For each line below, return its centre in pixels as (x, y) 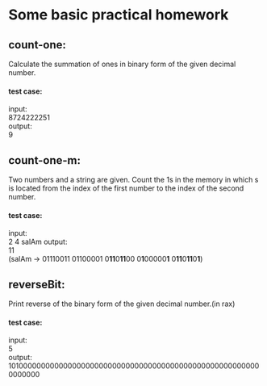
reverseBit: (37, 284)
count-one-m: (45, 160)
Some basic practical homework (119, 15)
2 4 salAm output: (38, 242)
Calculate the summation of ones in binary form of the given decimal (122, 64)
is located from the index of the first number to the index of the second (126, 188)
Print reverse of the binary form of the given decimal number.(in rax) (122, 304)
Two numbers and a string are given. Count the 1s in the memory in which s (133, 180)
